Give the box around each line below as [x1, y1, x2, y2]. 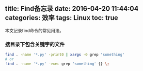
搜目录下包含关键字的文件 [5, 41, 65, 48]
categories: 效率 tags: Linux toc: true [5, 14, 118, 22]
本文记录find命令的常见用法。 [5, 27, 64, 33]
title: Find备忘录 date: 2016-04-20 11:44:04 [5, 4, 139, 13]
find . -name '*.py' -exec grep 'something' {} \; [5, 61, 110, 66]
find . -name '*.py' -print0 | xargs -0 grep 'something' [5, 53, 125, 57]
